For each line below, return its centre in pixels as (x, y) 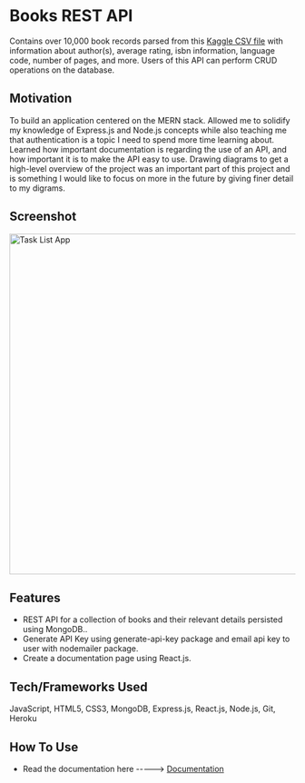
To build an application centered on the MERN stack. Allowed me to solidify (150, 120)
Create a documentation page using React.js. (107, 659)
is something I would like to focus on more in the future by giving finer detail (152, 178)
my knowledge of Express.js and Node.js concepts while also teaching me (148, 130)
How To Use (44, 747)
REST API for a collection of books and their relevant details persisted (152, 619)
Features (35, 597)
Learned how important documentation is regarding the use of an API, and (148, 149)
